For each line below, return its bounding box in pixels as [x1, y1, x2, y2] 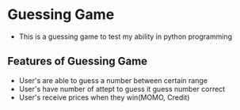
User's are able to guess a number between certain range [18, 75, 208, 85]
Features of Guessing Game [7, 55, 148, 68]
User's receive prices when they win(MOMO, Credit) [18, 93, 190, 102]
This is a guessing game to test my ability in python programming [18, 32, 233, 41]
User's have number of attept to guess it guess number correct [18, 84, 226, 93]
